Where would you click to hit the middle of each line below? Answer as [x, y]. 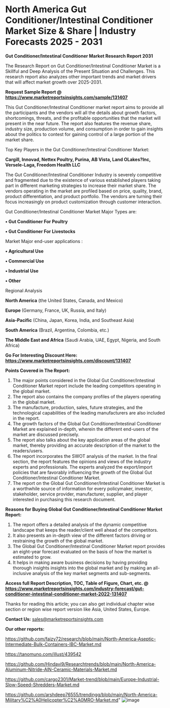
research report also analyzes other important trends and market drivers [81, 76]
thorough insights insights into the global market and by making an [82, 568]
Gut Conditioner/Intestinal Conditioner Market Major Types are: [71, 211]
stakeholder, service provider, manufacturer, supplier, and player [80, 494]
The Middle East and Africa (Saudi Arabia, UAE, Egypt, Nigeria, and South [83, 340]
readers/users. [28, 451]
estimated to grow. [32, 557]
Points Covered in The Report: [38, 370]
